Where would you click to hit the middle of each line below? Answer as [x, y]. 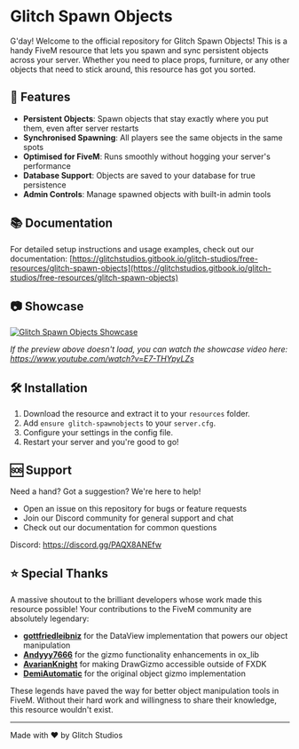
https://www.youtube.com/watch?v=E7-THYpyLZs [102, 359]
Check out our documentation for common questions [120, 527]
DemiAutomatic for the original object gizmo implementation [134, 673]
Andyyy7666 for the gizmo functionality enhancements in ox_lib [141, 654]
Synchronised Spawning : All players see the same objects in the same [153, 137]
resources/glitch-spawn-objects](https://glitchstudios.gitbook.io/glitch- [141, 267]
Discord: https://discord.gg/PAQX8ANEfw [86, 545]
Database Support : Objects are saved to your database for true [139, 175]
